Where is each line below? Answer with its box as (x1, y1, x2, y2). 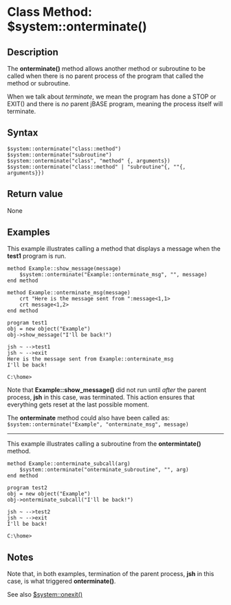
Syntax (7, 127, 38, 139)
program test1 (7, 320, 48, 327)
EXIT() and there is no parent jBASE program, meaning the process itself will (7, 100, 223, 107)
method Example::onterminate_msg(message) (7, 289, 131, 296)
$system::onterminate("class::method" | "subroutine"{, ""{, (7, 163, 186, 170)
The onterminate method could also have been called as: (7, 414, 170, 422)
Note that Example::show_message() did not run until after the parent (7, 386, 207, 394)
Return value (7, 188, 63, 200)
